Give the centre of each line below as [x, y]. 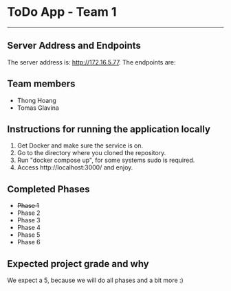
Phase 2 [29, 213]
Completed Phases [49, 189]
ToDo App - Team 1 [62, 12]
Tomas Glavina [38, 108]
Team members [41, 84]
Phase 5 [29, 235]
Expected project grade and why [78, 264]
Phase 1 [28, 206]
